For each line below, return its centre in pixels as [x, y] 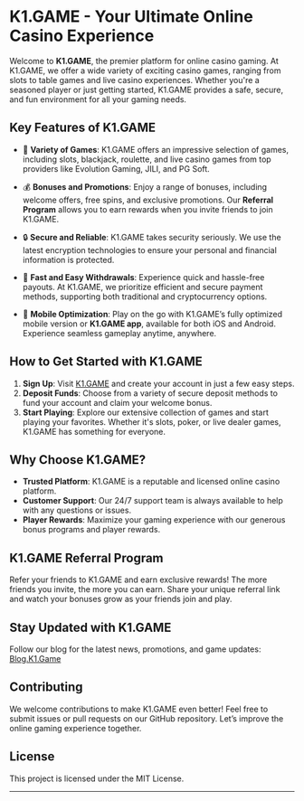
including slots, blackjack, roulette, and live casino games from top [147, 159]
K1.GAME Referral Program [87, 558]
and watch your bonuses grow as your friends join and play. [121, 599]
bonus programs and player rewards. [91, 530]
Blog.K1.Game [35, 659]
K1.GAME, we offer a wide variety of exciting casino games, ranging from [145, 71]
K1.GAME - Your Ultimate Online [131, 17]
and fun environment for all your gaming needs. [98, 99]
